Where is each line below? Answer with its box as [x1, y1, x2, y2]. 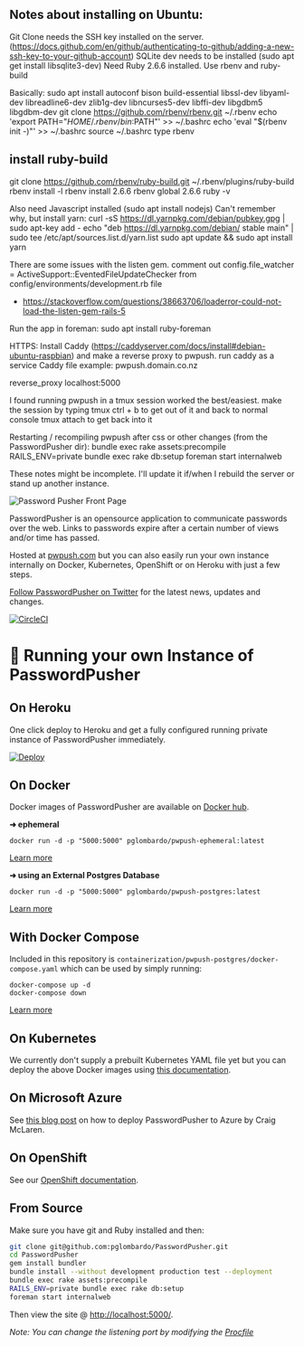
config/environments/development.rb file [9, 278, 163, 289]
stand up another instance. [9, 478, 110, 488]
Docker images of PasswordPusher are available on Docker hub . [9, 801, 250, 812]
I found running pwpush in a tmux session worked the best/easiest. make [9, 394, 282, 405]
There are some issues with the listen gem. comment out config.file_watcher [9, 259, 295, 270]
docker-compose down [9, 989, 88, 998]
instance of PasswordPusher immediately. [9, 734, 166, 744]
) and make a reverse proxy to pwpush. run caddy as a [71, 350, 274, 361]
